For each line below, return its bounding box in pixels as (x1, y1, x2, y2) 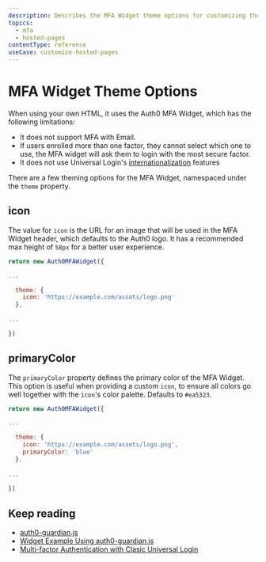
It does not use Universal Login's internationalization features (19, 158, 220, 167)
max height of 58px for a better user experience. (8, 242, 165, 252)
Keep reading (8, 507, 76, 520)
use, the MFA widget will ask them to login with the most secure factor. (19, 149, 251, 158)
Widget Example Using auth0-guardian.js (19, 536, 154, 546)
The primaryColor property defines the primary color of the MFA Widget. (8, 373, 245, 382)
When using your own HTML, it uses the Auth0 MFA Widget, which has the (8, 108, 252, 118)
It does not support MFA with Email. (19, 132, 136, 142)
